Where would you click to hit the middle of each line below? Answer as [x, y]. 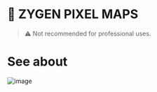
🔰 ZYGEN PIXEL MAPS [73, 14]
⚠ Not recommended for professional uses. [88, 33]
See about [37, 62]
